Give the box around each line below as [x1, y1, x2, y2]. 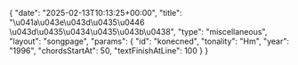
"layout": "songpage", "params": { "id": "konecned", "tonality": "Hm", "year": [9, 36, 289, 46]
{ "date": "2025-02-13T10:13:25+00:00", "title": [9, 8, 182, 18]
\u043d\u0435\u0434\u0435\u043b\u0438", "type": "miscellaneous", [9, 27, 268, 37]
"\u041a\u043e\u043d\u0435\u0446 [9, 17, 145, 28]
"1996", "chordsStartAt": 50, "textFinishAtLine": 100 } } [9, 45, 209, 56]
